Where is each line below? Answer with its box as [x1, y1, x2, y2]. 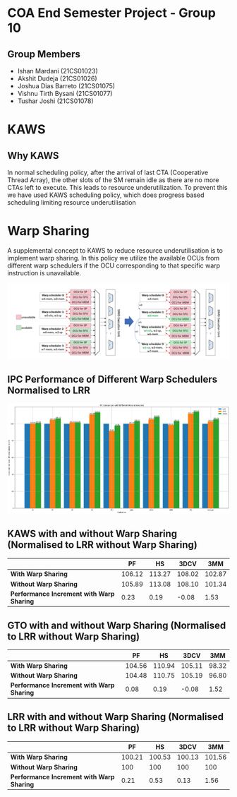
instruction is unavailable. [7, 268, 82, 277]
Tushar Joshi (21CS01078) [17, 97, 94, 105]
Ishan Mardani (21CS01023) [17, 67, 99, 75]
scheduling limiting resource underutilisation [7, 198, 136, 206]
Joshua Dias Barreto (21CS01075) [17, 82, 115, 90]
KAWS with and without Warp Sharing [7, 528, 178, 540]
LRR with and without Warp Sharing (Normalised [7, 711, 224, 723]
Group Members [7, 48, 81, 60]
